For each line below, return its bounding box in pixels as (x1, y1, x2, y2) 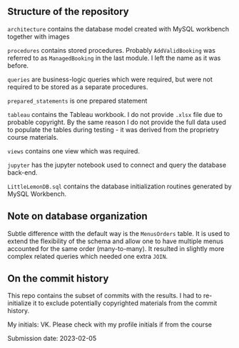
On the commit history (7, 272, 109, 285)
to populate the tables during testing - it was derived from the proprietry (7, 125, 220, 134)
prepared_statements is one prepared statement (7, 96, 148, 105)
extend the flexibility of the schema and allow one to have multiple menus (7, 237, 223, 245)
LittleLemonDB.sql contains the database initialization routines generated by (7, 182, 232, 190)
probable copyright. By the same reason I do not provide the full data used (7, 118, 227, 126)
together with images (7, 32, 70, 41)
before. (7, 61, 29, 70)
